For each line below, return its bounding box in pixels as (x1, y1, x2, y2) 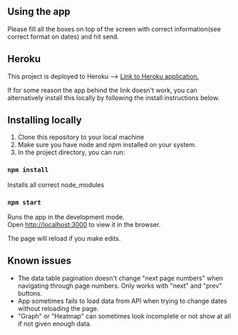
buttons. (17, 289, 43, 297)
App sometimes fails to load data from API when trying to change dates (17, 296, 227, 305)
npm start (7, 198, 41, 206)
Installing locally (7, 114, 82, 126)
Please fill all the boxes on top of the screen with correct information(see (7, 24, 221, 33)
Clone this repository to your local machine (17, 133, 145, 141)
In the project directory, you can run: (17, 148, 125, 156)
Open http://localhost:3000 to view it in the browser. (7, 221, 161, 229)
